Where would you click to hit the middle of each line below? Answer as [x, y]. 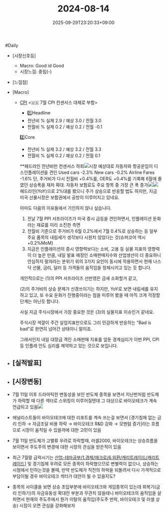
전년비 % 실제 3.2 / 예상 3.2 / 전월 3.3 [64, 149]
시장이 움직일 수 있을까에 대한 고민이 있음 [61, 430]
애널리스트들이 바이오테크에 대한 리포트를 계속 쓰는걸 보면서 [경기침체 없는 [84, 418]
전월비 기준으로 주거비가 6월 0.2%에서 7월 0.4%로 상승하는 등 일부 [92, 231]
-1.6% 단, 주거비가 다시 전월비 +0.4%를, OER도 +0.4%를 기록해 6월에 [88, 178]
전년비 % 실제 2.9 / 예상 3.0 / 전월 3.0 [64, 120]
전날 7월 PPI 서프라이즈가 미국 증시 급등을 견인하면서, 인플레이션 [89, 218]
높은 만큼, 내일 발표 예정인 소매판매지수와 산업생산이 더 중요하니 [100, 255]
